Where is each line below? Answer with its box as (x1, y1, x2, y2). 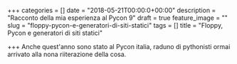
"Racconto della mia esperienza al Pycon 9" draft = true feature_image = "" (7, 14, 228, 22)
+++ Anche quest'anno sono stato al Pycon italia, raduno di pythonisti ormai (7, 43, 231, 50)
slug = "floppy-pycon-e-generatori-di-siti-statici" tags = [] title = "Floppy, (7, 21, 223, 29)
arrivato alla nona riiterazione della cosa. (7, 50, 127, 58)
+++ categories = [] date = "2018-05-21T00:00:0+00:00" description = (7, 6, 216, 14)
